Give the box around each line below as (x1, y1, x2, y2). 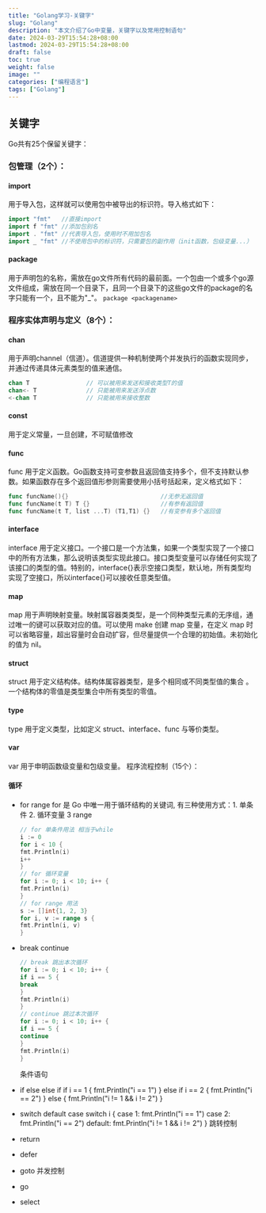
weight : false (8, 63, 55, 71)
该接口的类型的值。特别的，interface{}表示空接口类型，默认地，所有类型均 (8, 563, 252, 572)
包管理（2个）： (8, 161, 66, 172)
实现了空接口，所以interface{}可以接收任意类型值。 (8, 573, 176, 582)
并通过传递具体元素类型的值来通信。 (8, 364, 127, 373)
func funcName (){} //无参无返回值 (8, 493, 203, 501)
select (19, 1197, 40, 1207)
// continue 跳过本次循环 (19, 1010, 99, 1018)
